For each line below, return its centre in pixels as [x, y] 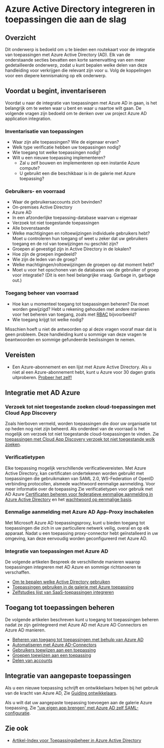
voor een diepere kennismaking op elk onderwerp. [56, 75]
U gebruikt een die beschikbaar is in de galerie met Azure [77, 174]
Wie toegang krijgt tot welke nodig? [48, 319]
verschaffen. [18, 572]
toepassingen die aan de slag [66, 19]
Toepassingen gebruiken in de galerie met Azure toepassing [73, 587]
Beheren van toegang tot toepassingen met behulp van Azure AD [78, 639]
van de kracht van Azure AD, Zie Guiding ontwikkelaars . [61, 693]
